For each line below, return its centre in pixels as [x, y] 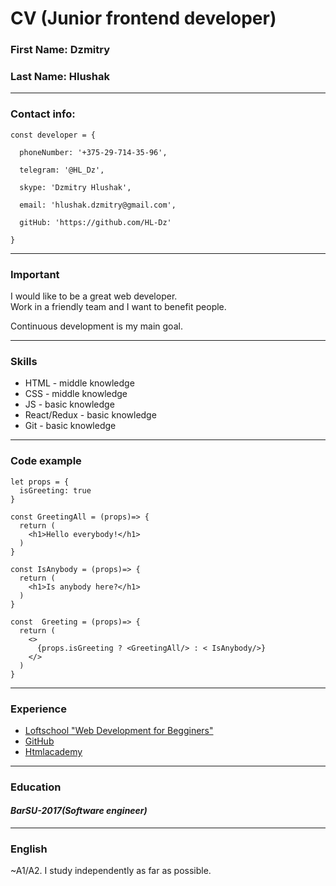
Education [36, 787]
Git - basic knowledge [70, 426]
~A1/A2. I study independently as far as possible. [111, 871]
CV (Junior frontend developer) [143, 18]
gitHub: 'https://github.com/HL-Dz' [95, 222]
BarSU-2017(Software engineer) [79, 811]
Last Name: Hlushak [60, 77]
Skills [24, 361]
